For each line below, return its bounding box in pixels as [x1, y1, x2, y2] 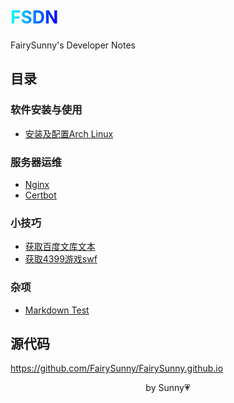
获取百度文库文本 [24, 241, 96, 253]
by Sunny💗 [145, 382, 191, 394]
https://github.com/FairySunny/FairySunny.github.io [10, 362, 224, 375]
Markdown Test [24, 304, 90, 316]
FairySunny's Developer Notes [10, 39, 136, 51]
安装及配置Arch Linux [24, 127, 114, 140]
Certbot [24, 189, 57, 201]
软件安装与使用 [10, 103, 83, 117]
